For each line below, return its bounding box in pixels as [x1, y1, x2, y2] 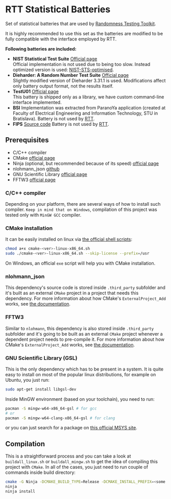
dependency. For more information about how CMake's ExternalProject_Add [5, 295, 166, 301]
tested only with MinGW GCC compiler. [5, 212, 82, 218]
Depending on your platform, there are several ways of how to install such [5, 201, 161, 207]
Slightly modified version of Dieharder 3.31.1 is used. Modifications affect [12, 77, 166, 83]
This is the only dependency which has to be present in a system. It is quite [5, 366, 164, 372]
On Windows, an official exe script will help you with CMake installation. [5, 260, 156, 267]
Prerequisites [5, 136, 49, 144]
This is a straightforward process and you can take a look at [5, 453, 131, 459]
